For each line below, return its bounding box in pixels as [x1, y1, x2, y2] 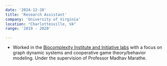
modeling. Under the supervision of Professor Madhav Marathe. [12, 55, 147, 61]
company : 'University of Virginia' [5, 17, 81, 22]
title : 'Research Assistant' [5, 12, 67, 17]
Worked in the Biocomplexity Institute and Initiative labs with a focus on [12, 44, 162, 50]
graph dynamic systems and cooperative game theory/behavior [12, 50, 146, 56]
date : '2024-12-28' [5, 7, 47, 13]
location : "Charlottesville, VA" [5, 21, 76, 27]
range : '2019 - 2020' [5, 26, 51, 31]
